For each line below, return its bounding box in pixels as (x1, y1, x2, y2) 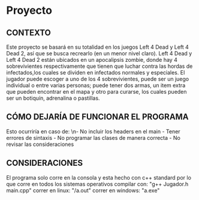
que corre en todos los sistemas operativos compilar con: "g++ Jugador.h (6, 180, 189, 187)
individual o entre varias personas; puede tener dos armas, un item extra (6, 82, 186, 89)
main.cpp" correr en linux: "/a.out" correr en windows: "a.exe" (6, 187, 160, 194)
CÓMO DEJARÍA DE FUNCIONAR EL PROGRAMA (6, 112, 189, 122)
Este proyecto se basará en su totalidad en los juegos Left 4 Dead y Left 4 (6, 43, 189, 50)
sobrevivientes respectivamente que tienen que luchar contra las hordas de (6, 62, 193, 70)
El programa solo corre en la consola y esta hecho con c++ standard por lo (6, 174, 192, 181)
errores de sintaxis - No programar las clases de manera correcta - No (6, 134, 181, 141)
